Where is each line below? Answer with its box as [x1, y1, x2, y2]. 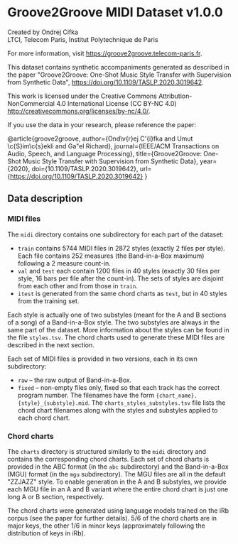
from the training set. [17, 296, 80, 305]
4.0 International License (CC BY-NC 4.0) [56, 99, 177, 107]
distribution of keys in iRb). [7, 528, 86, 537]
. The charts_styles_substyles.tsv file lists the [87, 398, 226, 407]
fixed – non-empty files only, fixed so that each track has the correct [17, 383, 220, 391]
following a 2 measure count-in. [17, 259, 112, 267]
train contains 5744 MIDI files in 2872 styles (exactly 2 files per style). [17, 244, 225, 252]
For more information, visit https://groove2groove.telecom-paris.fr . [7, 49, 202, 58]
